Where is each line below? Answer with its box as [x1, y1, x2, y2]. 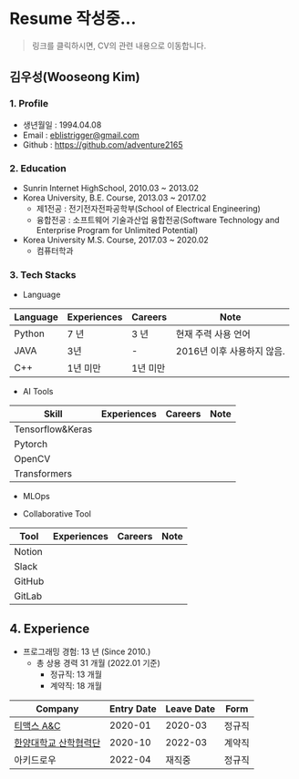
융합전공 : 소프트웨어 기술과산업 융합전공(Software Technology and [36, 214, 280, 225]
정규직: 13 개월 [49, 669, 103, 680]
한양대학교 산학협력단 [14, 737, 101, 750]
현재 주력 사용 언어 [176, 328, 251, 341]
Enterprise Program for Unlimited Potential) [36, 224, 199, 235]
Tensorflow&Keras [14, 423, 93, 436]
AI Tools [22, 386, 54, 397]
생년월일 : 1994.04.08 [22, 119, 102, 130]
